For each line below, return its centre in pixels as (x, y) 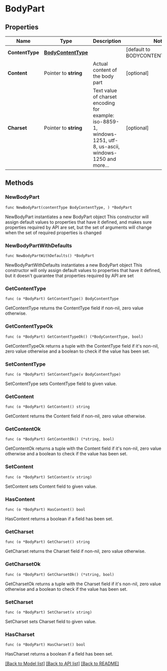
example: (103, 115)
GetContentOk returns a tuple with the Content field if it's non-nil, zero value (83, 448)
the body (103, 76)
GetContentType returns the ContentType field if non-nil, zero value (74, 308)
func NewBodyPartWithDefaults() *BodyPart (50, 256)
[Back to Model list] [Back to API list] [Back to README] (62, 664)
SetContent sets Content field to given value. (51, 486)
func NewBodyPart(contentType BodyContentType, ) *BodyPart (69, 207)
